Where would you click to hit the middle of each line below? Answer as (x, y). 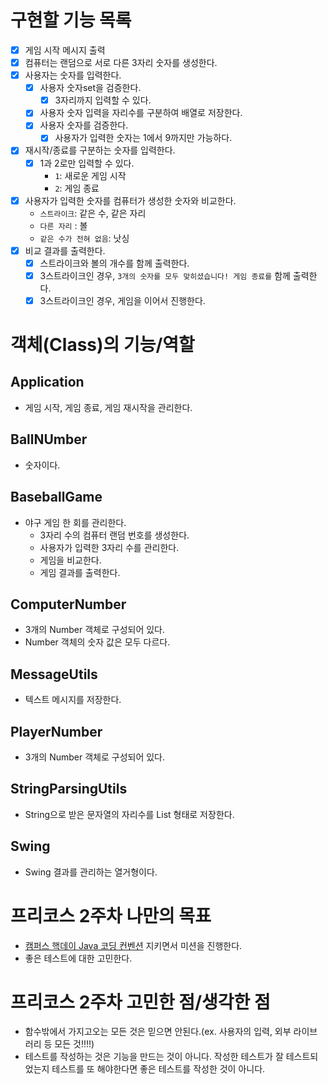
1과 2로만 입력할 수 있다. (87, 163)
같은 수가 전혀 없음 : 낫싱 (84, 238)
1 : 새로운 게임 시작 (90, 175)
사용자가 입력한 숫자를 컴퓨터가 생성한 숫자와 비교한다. (130, 200)
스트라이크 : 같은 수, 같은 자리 (93, 213)
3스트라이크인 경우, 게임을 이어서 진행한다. (122, 300)
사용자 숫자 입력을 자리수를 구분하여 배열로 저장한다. (141, 113)
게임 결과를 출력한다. (80, 572)
